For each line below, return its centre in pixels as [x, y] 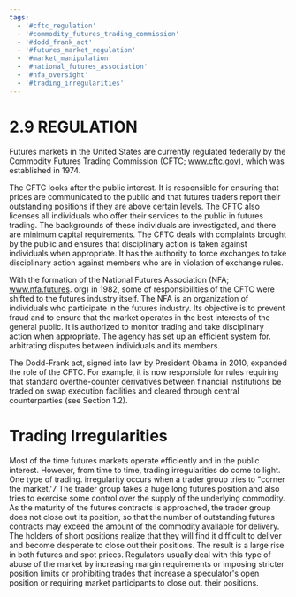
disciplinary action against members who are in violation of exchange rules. [147, 263]
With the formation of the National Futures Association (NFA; [119, 279]
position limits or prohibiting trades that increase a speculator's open [134, 573]
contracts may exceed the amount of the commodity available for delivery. [144, 526]
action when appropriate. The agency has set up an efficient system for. [140, 336]
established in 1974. [45, 170]
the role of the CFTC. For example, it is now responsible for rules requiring [144, 371]
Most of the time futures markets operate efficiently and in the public [134, 460]
